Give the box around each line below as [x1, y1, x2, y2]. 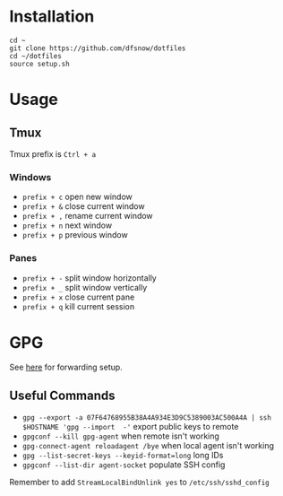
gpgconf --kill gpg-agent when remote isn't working [21, 431, 219, 441]
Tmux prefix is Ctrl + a [9, 148, 97, 159]
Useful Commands [9, 387, 116, 403]
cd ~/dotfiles [9, 51, 63, 60]
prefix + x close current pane [21, 292, 135, 302]
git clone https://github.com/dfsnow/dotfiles [9, 43, 186, 53]
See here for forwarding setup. [9, 361, 123, 373]
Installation [9, 6, 95, 27]
